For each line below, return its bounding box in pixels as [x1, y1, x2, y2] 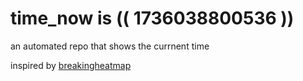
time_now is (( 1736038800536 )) [10, 7, 295, 30]
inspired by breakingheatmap [10, 59, 132, 71]
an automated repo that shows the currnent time [10, 40, 210, 52]
